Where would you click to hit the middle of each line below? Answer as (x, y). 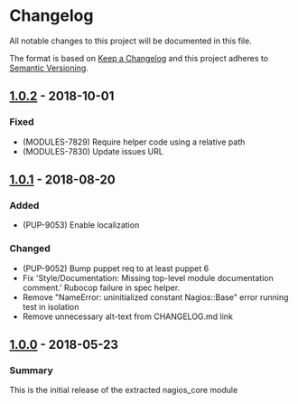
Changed (30, 249)
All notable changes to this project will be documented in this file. (131, 41)
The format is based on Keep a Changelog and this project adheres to (139, 58)
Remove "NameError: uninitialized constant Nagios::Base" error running (155, 297)
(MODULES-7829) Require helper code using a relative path (134, 142)
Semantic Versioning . (49, 68)
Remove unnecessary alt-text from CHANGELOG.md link (127, 316)
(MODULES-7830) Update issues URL (93, 151)
